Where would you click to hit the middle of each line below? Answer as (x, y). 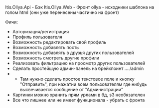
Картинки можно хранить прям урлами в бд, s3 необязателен (79, 95)
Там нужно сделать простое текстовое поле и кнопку (77, 79)
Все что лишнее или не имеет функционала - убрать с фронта (79, 100)
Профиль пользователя (37, 37)
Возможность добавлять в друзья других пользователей (73, 53)
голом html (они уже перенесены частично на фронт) (62, 12)
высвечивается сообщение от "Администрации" (72, 89)
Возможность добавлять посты (46, 47)
